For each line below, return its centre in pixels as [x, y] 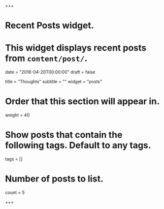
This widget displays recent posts [76, 48]
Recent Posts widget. [50, 26]
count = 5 [15, 192]
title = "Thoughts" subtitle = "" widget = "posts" [54, 82]
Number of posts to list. [54, 179]
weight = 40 [17, 115]
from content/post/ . [46, 58]
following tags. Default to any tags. [78, 145]
